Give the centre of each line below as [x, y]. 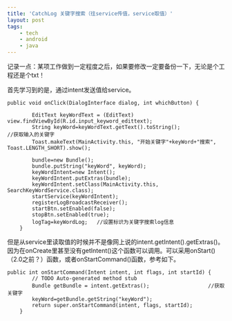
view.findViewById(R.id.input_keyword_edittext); [80, 121]
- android [34, 40]
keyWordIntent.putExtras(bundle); [81, 178]
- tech [29, 33]
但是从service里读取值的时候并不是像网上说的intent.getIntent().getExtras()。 [116, 242]
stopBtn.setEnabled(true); [71, 215]
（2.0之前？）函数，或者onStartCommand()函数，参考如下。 [94, 259]
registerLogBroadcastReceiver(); [80, 202]
